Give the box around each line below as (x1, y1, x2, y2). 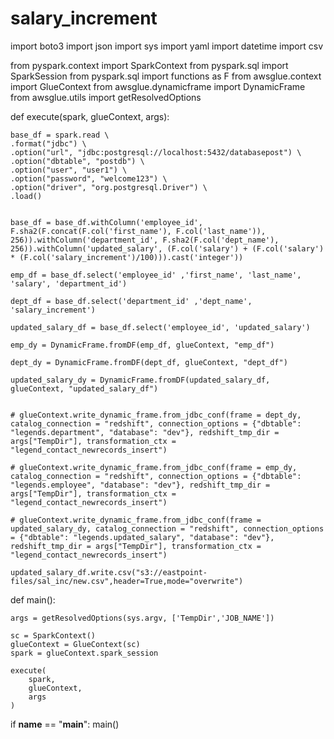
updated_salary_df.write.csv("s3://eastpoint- (10, 567, 208, 577)
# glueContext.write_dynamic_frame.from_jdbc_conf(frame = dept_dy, (10, 410, 302, 420)
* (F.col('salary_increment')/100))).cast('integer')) (10, 252, 244, 262)
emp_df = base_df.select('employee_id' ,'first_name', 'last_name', (10, 270, 302, 280)
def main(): (10, 593, 56, 606)
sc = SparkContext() (10, 630, 97, 641)
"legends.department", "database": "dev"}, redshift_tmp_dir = (10, 427, 280, 437)
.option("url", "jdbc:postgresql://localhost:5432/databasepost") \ (10, 147, 302, 157)
